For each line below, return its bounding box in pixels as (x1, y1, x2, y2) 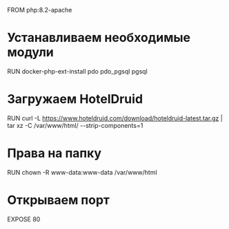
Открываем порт (7, 193, 110, 208)
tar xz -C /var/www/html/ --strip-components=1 (7, 121, 143, 129)
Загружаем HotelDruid (7, 91, 143, 107)
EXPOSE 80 (7, 215, 41, 223)
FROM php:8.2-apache (7, 6, 72, 14)
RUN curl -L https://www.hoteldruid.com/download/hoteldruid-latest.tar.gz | (7, 113, 223, 122)
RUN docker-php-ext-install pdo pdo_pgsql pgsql (7, 67, 148, 75)
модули (7, 45, 54, 61)
